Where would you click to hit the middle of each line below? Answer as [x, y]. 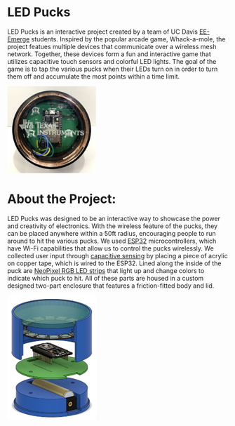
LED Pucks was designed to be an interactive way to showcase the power [114, 218]
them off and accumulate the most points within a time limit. [94, 76]
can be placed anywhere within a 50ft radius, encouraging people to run [112, 233]
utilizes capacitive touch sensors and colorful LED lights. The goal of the [112, 61]
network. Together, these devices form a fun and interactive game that [109, 54]
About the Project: [62, 199]
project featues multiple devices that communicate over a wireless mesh [112, 46]
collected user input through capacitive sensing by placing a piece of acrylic [117, 255]
